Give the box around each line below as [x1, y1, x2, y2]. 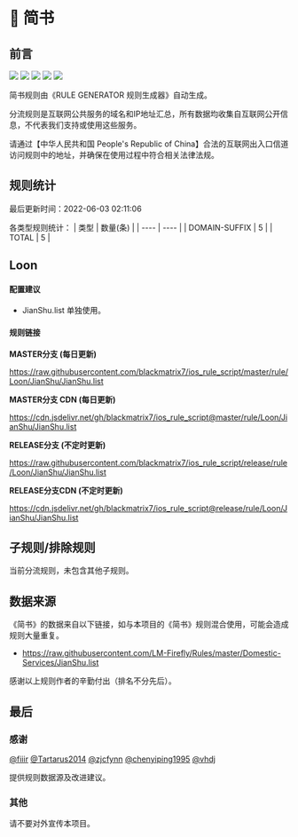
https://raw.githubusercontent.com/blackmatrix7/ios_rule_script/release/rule [9, 457, 288, 468]
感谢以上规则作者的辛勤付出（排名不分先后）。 [9, 675, 176, 686]
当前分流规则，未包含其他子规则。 [9, 565, 134, 576]
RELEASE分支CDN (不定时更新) [9, 485, 124, 495]
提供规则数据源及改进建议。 [9, 771, 111, 782]
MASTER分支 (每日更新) [9, 348, 98, 359]
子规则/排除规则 [9, 541, 96, 555]
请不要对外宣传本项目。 [9, 818, 95, 829]
